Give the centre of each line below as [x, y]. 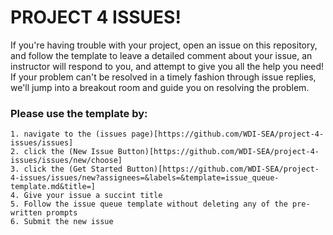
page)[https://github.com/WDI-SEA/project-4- [228, 134]
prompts [62, 213]
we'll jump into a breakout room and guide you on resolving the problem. [160, 87]
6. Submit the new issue [62, 222]
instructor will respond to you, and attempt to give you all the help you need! [167, 66]
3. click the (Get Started [66, 169]
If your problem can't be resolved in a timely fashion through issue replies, [163, 77]
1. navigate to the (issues [69, 134]
